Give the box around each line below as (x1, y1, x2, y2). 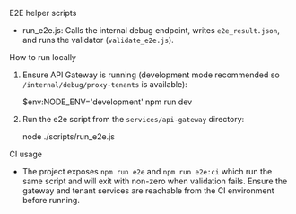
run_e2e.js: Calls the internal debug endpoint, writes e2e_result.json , (22, 25, 280, 35)
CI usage (9, 148, 43, 159)
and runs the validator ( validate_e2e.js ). (22, 35, 175, 45)
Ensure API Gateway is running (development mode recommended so (22, 69, 280, 80)
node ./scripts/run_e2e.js (22, 131, 115, 142)
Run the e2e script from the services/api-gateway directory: (22, 114, 245, 124)
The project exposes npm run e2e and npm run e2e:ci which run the (22, 166, 273, 176)
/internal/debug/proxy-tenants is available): (22, 79, 188, 89)
